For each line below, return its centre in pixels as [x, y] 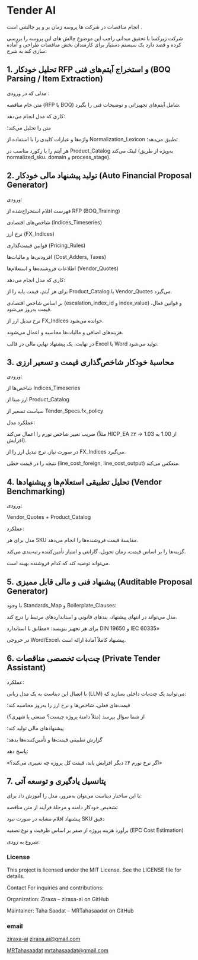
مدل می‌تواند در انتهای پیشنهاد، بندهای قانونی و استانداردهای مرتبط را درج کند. [92, 617]
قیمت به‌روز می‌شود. [29, 309]
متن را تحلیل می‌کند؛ [29, 128]
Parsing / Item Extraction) [55, 79]
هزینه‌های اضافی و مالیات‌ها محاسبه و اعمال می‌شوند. [65, 332]
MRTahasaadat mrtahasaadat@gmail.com [58, 951]
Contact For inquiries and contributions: [55, 888]
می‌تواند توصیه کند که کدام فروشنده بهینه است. [58, 563]
